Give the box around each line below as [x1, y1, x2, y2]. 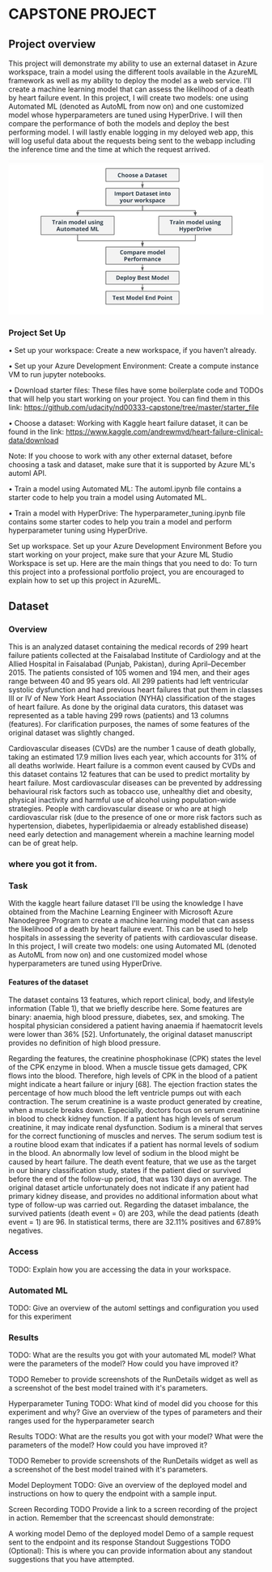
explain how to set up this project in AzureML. [8, 576, 162, 585]
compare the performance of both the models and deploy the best [8, 119, 229, 128]
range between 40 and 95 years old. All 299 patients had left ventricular [8, 676, 249, 686]
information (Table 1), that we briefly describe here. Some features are [8, 1004, 243, 1013]
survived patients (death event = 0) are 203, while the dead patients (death [8, 1209, 259, 1218]
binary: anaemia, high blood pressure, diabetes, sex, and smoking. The [8, 1013, 245, 1022]
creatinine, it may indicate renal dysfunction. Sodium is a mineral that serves [8, 1123, 263, 1132]
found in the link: [8, 427, 65, 437]
